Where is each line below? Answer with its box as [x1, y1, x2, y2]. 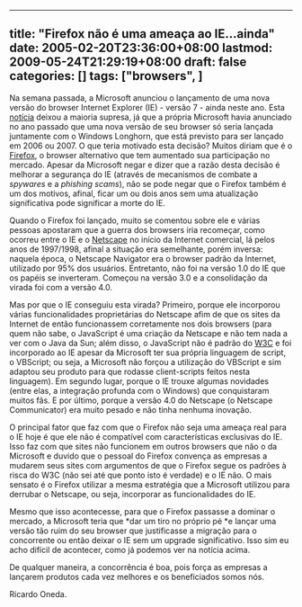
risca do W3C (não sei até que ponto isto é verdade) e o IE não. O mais [9, 469, 272, 480]
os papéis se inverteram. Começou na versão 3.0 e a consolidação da [9, 272, 268, 283]
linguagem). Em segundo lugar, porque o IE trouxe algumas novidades [9, 375, 270, 387]
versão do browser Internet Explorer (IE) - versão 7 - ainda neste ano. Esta [9, 102, 286, 112]
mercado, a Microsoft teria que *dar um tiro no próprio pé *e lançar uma [9, 515, 277, 526]
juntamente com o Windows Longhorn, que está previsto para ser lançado [9, 130, 284, 141]
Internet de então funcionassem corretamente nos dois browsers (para [9, 318, 272, 329]
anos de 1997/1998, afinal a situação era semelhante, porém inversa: [9, 244, 263, 254]
